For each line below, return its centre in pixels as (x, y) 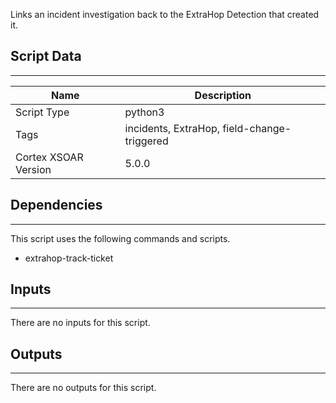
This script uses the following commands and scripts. (120, 238)
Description (223, 95)
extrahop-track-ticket (69, 258)
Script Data (46, 56)
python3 (144, 112)
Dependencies (56, 205)
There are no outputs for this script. (83, 388)
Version (33, 169)
